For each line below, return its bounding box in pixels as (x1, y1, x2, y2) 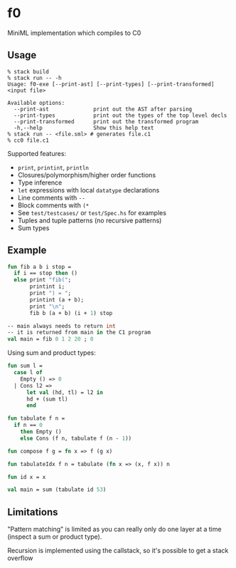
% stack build (7, 68, 50, 76)
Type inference (17, 178, 63, 187)
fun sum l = (7, 362, 43, 370)
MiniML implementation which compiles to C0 (7, 29, 141, 37)
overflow (7, 554, 33, 562)
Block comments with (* (17, 201, 90, 210)
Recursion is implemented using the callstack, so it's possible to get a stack (7, 547, 229, 555)
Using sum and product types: (7, 348, 96, 357)
